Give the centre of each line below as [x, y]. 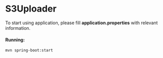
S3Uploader [31, 9]
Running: [15, 40]
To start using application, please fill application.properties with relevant [81, 23]
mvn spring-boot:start [29, 50]
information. [18, 28]
